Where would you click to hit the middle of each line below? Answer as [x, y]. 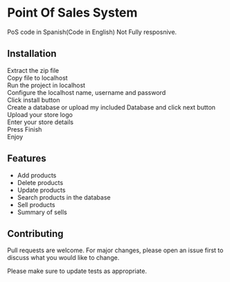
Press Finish [25, 129]
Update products [41, 190]
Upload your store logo [40, 114]
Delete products [40, 182]
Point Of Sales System [72, 13]
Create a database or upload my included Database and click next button [112, 107]
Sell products [36, 204]
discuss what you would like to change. [63, 258]
